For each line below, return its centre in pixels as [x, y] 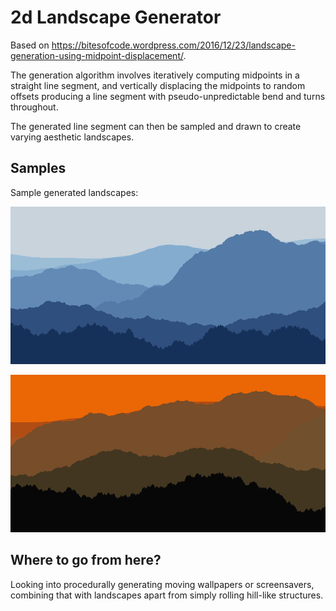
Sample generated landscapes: [74, 192]
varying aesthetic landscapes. [72, 137]
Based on [30, 45]
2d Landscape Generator [116, 17]
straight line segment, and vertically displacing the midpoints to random [158, 85]
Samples [38, 168]
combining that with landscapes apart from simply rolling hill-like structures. [167, 595]
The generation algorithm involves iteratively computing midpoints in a [155, 75]
